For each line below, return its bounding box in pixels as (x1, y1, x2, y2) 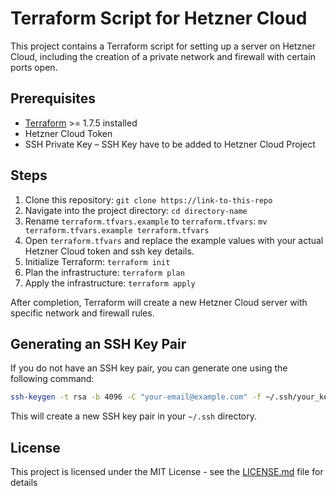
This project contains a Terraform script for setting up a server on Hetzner (10, 40, 316, 52)
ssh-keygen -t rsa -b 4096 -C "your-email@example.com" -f (10, 392, 262, 402)
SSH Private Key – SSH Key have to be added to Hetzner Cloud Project (24, 138, 316, 150)
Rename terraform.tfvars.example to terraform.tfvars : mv (24, 215, 268, 227)
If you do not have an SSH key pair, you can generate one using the (10, 362, 288, 374)
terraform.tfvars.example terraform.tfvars (24, 225, 210, 236)
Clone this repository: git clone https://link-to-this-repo (24, 193, 273, 206)
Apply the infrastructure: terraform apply (24, 277, 196, 289)
